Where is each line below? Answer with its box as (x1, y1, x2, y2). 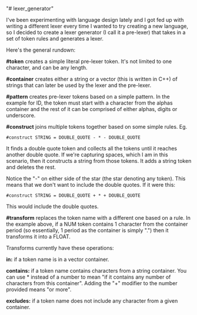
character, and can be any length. (6, 64, 88, 71)
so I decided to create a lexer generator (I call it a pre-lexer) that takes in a (6, 29, 186, 36)
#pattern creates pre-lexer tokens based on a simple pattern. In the (6, 93, 170, 100)
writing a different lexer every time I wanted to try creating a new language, (6, 23, 188, 29)
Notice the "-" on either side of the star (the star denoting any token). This (6, 175, 186, 182)
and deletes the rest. (6, 164, 56, 170)
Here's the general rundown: (6, 46, 75, 53)
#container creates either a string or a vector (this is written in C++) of (6, 76, 178, 82)
